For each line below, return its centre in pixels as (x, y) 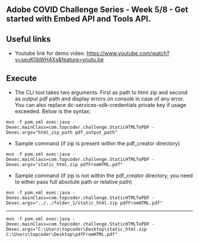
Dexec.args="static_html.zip (42, 165)
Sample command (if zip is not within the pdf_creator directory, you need (104, 176)
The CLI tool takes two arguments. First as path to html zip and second (101, 93)
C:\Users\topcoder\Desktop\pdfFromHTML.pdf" (62, 235)
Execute (22, 78)
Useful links (29, 39)
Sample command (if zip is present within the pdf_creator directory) (97, 144)
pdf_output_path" (96, 132)
